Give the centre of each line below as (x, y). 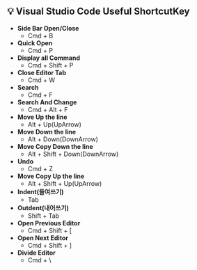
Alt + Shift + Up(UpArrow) (65, 183)
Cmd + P (40, 50)
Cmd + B (40, 35)
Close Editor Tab (42, 72)
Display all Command (48, 58)
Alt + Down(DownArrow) (63, 139)
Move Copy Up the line (51, 176)
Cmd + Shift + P (50, 65)
